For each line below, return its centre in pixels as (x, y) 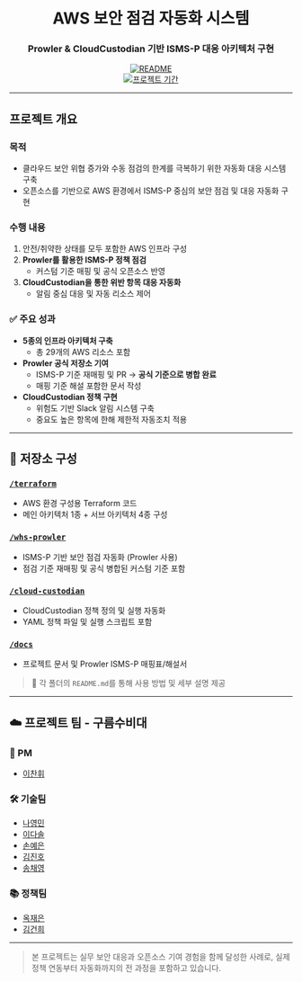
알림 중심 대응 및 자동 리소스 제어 (93, 294)
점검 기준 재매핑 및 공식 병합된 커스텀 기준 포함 (104, 568)
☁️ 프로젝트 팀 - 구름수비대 (78, 723)
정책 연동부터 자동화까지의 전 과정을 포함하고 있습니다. (126, 968)
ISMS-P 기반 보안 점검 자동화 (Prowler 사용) (100, 557)
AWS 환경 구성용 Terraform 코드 (80, 504)
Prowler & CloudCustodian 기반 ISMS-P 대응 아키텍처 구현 (151, 49)
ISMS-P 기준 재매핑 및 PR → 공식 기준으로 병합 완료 (126, 374)
